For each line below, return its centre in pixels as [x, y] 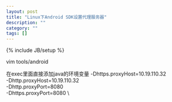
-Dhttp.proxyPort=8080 [35, 87]
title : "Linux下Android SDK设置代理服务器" [57, 17]
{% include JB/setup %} [35, 50]
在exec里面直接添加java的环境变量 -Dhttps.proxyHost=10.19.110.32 [86, 74]
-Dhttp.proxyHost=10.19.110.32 [43, 81]
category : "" [22, 28]
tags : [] [17, 34]
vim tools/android [27, 62]
